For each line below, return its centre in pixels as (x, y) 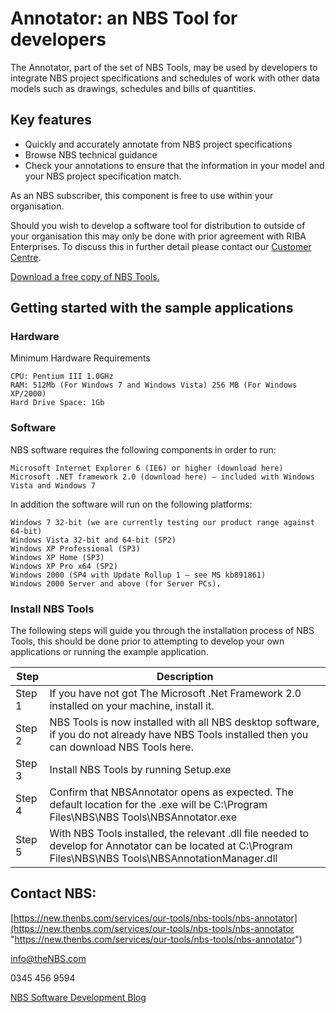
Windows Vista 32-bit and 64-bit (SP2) (93, 540)
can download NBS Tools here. (121, 747)
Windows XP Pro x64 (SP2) (64, 566)
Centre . (26, 257)
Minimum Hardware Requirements (80, 358)
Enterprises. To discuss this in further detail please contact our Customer (161, 246)
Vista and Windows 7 (53, 485)
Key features (51, 120)
